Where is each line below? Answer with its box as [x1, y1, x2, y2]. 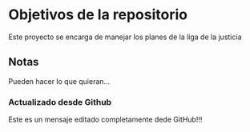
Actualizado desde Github [8, 96, 112, 107]
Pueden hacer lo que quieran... [8, 76, 111, 86]
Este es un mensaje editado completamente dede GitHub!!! [8, 114, 203, 125]
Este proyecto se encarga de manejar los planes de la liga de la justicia [8, 32, 242, 42]
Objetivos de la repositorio [8, 6, 188, 24]
